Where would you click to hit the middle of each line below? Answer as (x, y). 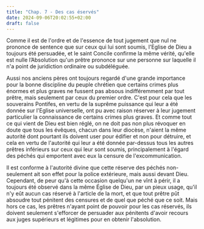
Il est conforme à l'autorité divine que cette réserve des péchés (86, 167)
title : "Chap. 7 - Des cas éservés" (53, 12)
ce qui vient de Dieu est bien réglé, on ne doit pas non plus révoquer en (96, 124)
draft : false (23, 23)
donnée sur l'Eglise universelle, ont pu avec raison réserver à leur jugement (101, 111)
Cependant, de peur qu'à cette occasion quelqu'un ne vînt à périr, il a (93, 181)
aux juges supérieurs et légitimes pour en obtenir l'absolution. (84, 219)
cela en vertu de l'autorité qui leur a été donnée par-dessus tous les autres (100, 143)
